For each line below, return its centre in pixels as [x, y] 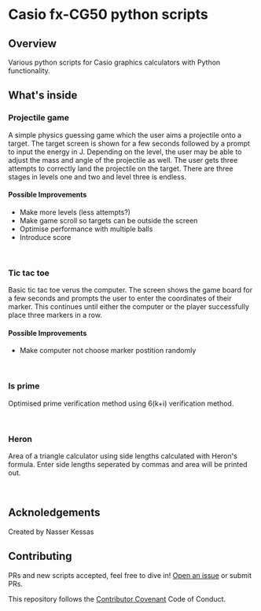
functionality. [29, 71]
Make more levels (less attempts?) [75, 212]
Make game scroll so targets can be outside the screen [108, 220]
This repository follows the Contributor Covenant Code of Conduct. [117, 598]
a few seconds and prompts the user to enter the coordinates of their [120, 298]
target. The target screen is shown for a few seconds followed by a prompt [129, 143]
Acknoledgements [54, 513]
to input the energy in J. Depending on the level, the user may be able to [125, 152]
